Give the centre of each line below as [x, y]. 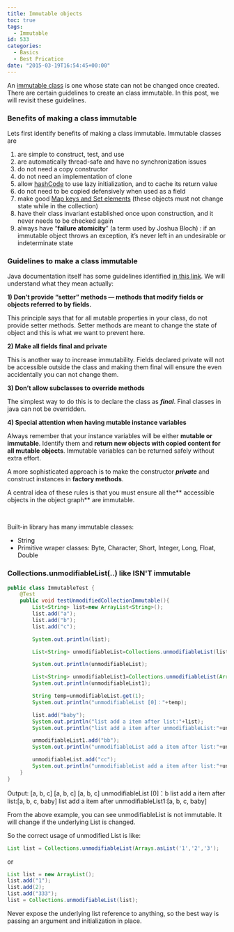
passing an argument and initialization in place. [75, 921]
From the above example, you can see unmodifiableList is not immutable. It [115, 814]
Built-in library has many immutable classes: [71, 527]
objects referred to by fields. [49, 304]
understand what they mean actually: [60, 284]
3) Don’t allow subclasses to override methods [76, 388]
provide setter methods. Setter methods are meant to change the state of [112, 325]
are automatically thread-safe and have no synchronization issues [112, 162]
